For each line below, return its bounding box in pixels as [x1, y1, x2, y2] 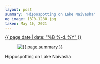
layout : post [5, 7, 32, 12]
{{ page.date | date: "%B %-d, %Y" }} [5, 34, 82, 40]
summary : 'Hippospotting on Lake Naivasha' [5, 12, 96, 17]
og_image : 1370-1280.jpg [5, 16, 56, 21]
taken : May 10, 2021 [5, 21, 48, 26]
